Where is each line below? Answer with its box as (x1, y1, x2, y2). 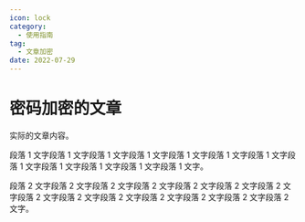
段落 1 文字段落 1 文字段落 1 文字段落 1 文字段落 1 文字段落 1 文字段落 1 (9, 149, 270, 160)
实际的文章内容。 (9, 130, 74, 141)
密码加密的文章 (9, 98, 122, 119)
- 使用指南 (17, 30, 54, 39)
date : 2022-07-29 (9, 56, 76, 65)
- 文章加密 (17, 48, 54, 57)
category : (9, 22, 47, 31)
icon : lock (9, 13, 51, 23)
